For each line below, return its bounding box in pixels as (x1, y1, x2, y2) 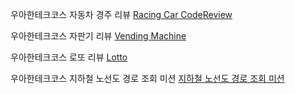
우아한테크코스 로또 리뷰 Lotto (10, 51, 128, 63)
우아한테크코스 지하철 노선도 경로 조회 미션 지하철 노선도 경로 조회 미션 (10, 73, 285, 84)
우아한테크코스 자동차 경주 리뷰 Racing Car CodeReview (10, 9, 233, 20)
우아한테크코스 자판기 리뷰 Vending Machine (10, 30, 187, 42)
